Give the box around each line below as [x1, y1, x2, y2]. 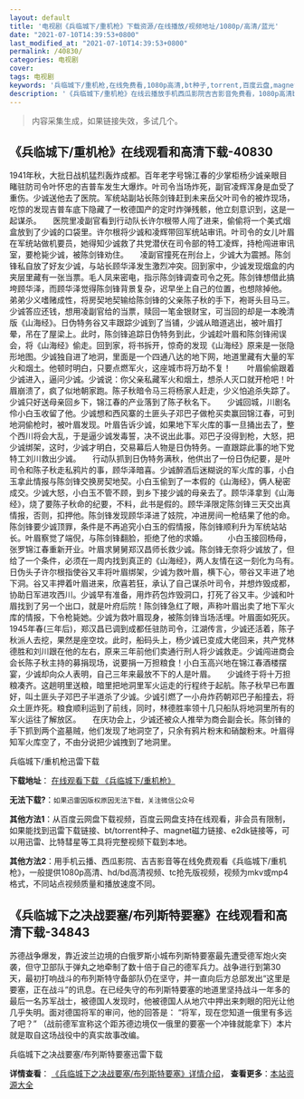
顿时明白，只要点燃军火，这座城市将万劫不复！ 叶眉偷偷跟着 [56, 363, 295, 374]
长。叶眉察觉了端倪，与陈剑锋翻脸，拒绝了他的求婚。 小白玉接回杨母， [9, 532, 291, 544]
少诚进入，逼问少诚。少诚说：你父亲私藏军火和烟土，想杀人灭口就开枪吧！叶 [9, 374, 295, 385]
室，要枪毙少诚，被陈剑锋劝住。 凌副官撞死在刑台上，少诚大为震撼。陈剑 [9, 249, 291, 260]
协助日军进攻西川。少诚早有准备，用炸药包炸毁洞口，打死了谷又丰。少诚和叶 [9, 589, 295, 600]
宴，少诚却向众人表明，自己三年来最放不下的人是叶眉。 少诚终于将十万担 [9, 668, 291, 680]
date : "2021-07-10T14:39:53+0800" [9, 30, 140, 39]
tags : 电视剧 [9, 73, 54, 82]
